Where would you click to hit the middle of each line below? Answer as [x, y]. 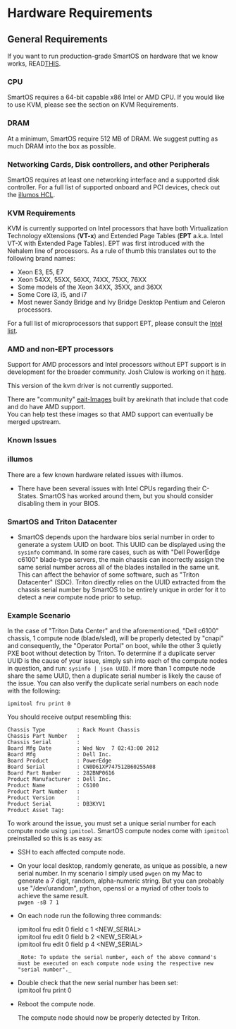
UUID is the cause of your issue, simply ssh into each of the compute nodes [117, 661]
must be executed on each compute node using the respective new [115, 964]
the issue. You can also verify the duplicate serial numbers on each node [113, 683]
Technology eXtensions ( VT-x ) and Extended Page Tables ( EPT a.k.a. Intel [115, 236]
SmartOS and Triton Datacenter [62, 522]
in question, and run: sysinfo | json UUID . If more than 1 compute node [111, 669]
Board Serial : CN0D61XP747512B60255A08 [82, 767]
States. [28, 495]
